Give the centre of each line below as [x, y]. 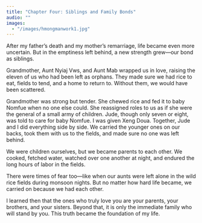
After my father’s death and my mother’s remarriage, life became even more [100, 46]
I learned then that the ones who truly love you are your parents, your [92, 201]
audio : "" [19, 18]
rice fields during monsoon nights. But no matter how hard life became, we [99, 183]
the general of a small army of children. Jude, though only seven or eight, [97, 114]
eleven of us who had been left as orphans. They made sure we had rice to [99, 77]
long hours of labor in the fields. [46, 164]
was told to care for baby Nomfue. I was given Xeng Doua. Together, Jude [98, 121]
